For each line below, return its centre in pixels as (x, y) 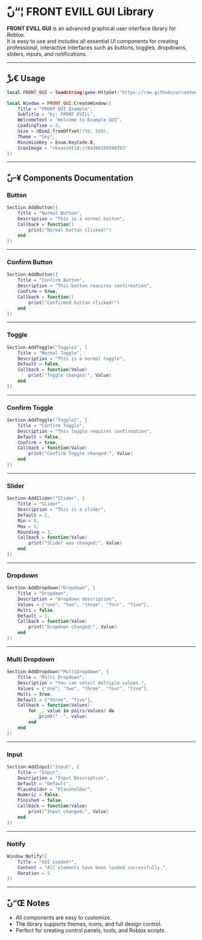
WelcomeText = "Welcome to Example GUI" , (70, 120)
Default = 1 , (34, 616)
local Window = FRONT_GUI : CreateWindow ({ (59, 103)
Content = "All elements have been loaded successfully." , (93, 867)
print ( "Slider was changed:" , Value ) (75, 543)
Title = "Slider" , (40, 504)
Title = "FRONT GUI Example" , (55, 109)
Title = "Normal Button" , (50, 213)
